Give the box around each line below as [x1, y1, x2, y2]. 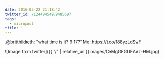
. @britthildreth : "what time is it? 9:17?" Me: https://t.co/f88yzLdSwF [5, 39, 141, 45]
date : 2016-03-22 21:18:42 [5, 7, 60, 12]
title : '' [5, 26, 26, 30]
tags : [5, 16, 16, 21]
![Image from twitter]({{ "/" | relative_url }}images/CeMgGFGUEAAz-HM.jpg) [5, 49, 160, 55]
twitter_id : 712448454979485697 [5, 12, 71, 17]
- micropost [9, 21, 34, 26]
